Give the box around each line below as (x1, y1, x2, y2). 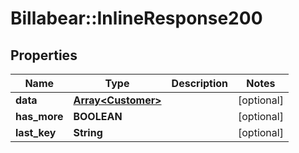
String (73, 126, 103, 139)
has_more (15, 110, 64, 123)
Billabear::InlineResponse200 (10, 7, 263, 30)
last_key (15, 126, 57, 139)
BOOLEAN (73, 110, 123, 123)
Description (171, 77, 229, 90)
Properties (10, 47, 78, 64)
